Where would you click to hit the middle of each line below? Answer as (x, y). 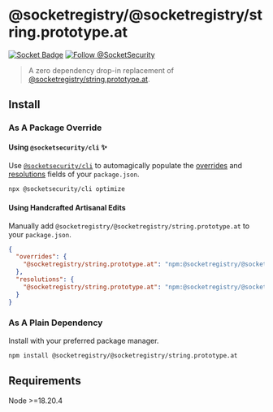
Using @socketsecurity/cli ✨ (58, 147)
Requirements (45, 381)
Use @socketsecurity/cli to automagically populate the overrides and (125, 166)
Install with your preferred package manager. (84, 340)
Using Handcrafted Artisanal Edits (67, 207)
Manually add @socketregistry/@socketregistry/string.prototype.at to (129, 226)
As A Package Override (55, 128)
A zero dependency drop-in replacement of (101, 70)
